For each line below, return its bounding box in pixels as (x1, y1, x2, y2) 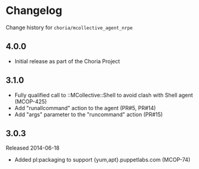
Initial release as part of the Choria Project (14, 57, 120, 64)
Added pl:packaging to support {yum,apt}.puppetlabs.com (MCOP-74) (14, 156, 191, 164)
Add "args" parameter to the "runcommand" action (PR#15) (14, 111, 163, 118)
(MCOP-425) (14, 98, 47, 105)
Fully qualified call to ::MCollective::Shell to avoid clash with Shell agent (14, 91, 194, 98)
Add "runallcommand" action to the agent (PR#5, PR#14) (14, 104, 156, 111)
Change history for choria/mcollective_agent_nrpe (5, 24, 133, 31)
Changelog (5, 4, 62, 18)
